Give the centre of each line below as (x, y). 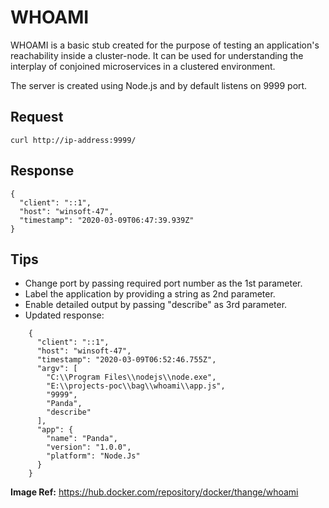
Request (37, 117)
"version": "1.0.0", (89, 447)
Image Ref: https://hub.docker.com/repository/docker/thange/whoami (154, 492)
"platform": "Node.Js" (93, 456)
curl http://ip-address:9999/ (73, 140)
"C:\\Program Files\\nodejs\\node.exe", (131, 377)
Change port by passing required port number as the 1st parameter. (163, 283)
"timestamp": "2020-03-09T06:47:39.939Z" (107, 220)
